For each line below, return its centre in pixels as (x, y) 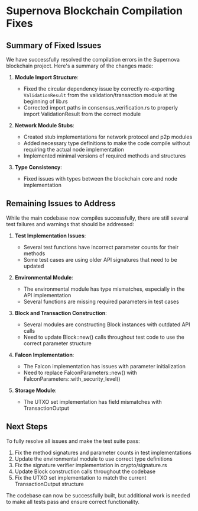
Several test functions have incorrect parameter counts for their (101, 247)
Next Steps (27, 427)
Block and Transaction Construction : (61, 313)
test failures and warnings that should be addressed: (70, 224)
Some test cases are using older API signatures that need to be (100, 259)
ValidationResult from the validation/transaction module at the (100, 95)
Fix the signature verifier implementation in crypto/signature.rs (91, 465)
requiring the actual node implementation (74, 150)
